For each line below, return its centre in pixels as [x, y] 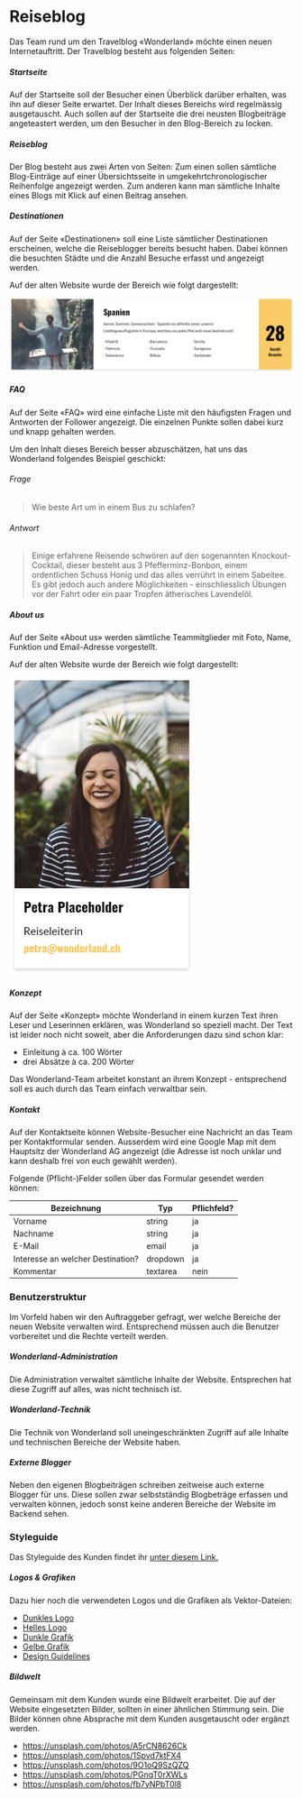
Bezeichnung [76, 1208]
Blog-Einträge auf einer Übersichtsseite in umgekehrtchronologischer [138, 176]
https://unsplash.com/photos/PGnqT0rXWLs [105, 1775]
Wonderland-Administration [64, 1357]
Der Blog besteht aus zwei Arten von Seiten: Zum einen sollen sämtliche [143, 166]
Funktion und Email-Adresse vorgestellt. [83, 647]
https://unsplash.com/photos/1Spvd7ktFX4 [102, 1755]
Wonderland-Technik [50, 1409]
